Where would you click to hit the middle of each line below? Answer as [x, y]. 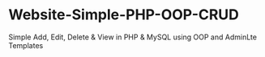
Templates [26, 45]
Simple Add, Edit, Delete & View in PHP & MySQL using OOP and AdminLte [133, 37]
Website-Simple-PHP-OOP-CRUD [124, 15]
